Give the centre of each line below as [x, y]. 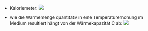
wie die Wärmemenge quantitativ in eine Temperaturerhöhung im [76, 17]
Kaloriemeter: [24, 8]
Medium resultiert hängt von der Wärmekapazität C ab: [66, 23]
